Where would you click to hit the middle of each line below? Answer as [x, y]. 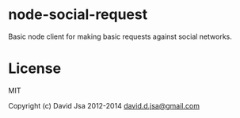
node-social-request [78, 15]
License [35, 69]
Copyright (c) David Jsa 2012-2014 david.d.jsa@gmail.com [104, 105]
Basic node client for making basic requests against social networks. [120, 36]
